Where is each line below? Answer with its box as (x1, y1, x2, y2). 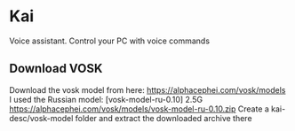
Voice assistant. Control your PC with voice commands (9, 35, 211, 46)
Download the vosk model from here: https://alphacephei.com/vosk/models (9, 84, 286, 95)
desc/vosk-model (9, 112, 74, 123)
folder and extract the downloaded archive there (75, 112, 252, 123)
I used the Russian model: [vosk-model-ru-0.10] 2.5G (9, 94, 203, 104)
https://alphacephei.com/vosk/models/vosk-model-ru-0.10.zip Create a (9, 104, 269, 114)
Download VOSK (9, 61, 103, 76)
